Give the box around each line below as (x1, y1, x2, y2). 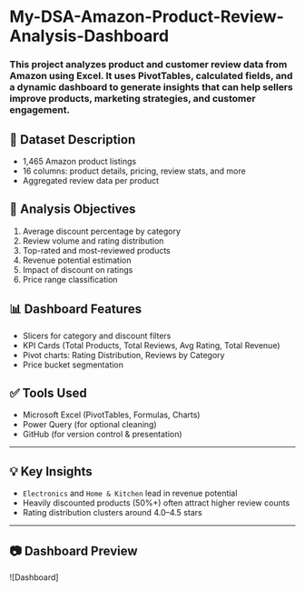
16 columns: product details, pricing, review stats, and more (22, 165, 247, 176)
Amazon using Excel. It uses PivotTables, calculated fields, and (9, 70, 293, 83)
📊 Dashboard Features (9, 302, 143, 317)
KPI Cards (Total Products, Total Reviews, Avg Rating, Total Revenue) (22, 339, 280, 351)
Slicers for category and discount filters (22, 330, 172, 341)
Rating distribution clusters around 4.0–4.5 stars (22, 507, 202, 518)
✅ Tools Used (9, 385, 88, 401)
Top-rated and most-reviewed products (22, 245, 171, 255)
